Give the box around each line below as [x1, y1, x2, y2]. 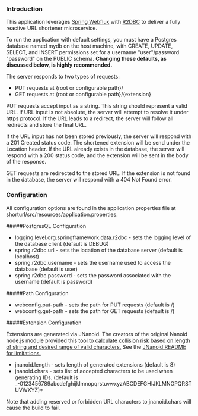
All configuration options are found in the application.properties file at [6, 204, 176, 211]
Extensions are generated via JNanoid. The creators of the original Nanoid [6, 330, 188, 337]
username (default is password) [14, 278, 93, 285]
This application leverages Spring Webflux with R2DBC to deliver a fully [6, 18, 181, 26]
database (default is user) [14, 265, 78, 273]
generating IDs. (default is [14, 374, 78, 381]
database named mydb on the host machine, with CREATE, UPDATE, [6, 42, 173, 49]
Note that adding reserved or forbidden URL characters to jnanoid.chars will [6, 398, 191, 405]
